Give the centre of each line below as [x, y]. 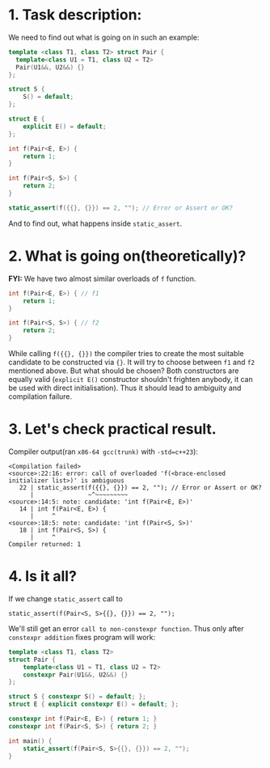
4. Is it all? [42, 577]
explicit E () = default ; [65, 126]
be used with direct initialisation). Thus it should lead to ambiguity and [125, 388]
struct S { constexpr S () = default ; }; [78, 697]
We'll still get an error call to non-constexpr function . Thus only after [126, 628]
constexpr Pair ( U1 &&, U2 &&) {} [76, 675]
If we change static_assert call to [65, 598]
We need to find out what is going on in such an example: [104, 37]
